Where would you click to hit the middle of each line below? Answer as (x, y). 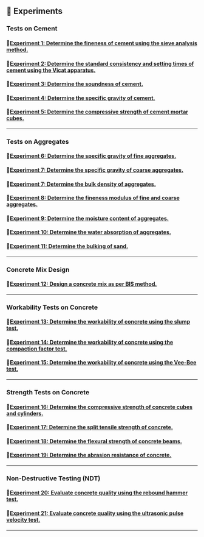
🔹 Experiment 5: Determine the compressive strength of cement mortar (97, 112)
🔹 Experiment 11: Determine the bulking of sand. (67, 246)
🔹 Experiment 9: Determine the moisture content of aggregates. (87, 218)
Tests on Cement (32, 29)
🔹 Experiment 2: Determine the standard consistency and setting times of (100, 63)
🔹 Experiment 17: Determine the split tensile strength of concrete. (90, 427)
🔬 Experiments (34, 11)
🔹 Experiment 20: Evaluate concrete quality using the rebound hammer (97, 493)
